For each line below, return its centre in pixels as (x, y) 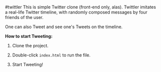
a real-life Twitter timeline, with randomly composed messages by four (76, 12)
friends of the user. (24, 17)
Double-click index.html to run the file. (51, 55)
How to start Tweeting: (29, 36)
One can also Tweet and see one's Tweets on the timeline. (64, 27)
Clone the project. (30, 45)
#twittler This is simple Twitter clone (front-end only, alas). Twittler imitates (80, 7)
